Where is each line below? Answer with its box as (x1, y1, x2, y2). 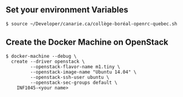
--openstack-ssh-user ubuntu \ (30, 74, 110, 80)
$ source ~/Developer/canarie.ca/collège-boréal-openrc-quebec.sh (5, 20, 178, 27)
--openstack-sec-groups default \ (30, 80, 118, 86)
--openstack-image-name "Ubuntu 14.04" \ (30, 69, 137, 75)
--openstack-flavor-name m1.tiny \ (30, 63, 120, 70)
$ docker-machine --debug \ (5, 53, 77, 59)
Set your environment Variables (5, 5, 128, 15)
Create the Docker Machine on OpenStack (5, 37, 168, 48)
